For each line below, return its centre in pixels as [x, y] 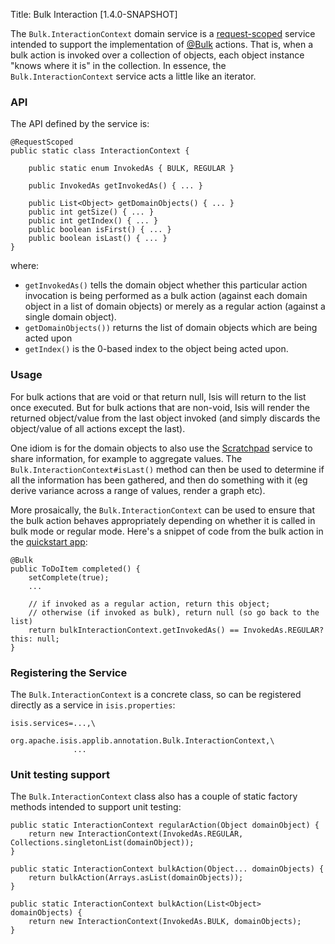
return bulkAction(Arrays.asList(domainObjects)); [136, 878]
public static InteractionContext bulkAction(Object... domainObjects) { [167, 869]
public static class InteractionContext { [100, 151]
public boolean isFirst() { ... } [100, 230]
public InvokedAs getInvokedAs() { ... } [115, 186]
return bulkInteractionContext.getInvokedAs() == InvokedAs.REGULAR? [176, 630]
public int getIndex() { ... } [93, 221]
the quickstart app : [49, 541]
